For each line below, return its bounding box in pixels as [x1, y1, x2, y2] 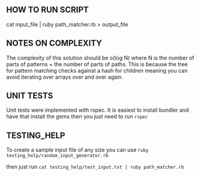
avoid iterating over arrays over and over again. [6, 73, 123, 80]
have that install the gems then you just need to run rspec [6, 113, 148, 120]
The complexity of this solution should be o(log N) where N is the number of [6, 54, 195, 61]
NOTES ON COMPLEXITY [6, 38, 102, 49]
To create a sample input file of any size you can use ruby [6, 147, 149, 154]
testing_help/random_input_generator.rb [6, 153, 109, 159]
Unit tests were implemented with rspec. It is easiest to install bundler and [6, 106, 189, 114]
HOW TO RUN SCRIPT [6, 5, 89, 15]
